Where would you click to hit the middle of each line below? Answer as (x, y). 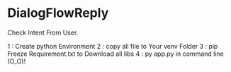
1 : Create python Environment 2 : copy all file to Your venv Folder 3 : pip (113, 46)
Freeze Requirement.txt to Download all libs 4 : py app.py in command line (116, 54)
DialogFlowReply (58, 13)
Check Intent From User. (43, 32)
